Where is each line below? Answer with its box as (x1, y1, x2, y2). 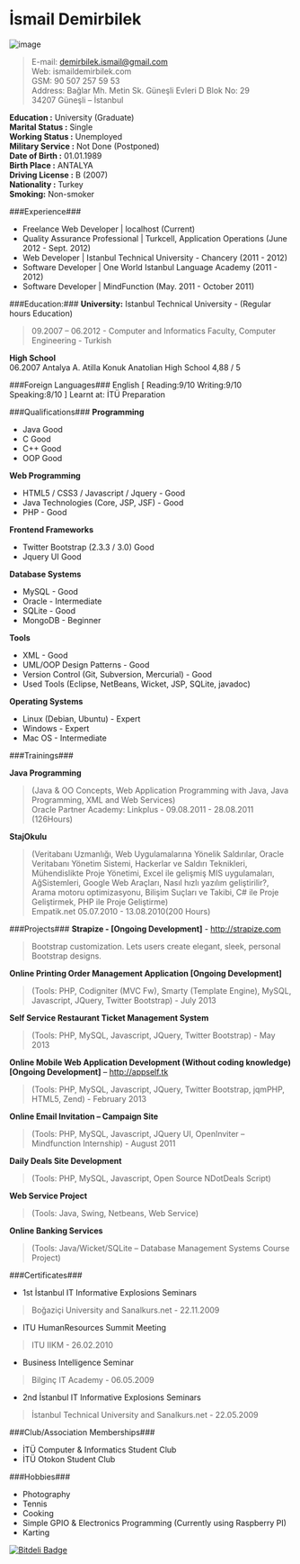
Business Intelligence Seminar (22, 1357, 135, 1368)
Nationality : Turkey (9, 178, 84, 189)
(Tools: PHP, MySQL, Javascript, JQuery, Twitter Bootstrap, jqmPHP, (31, 1084, 286, 1095)
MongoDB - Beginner (22, 614, 101, 625)
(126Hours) (31, 814, 74, 824)
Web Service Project (9, 1190, 88, 1201)
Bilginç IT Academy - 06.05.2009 (31, 1374, 154, 1385)
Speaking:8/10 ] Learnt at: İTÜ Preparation (9, 388, 166, 400)
